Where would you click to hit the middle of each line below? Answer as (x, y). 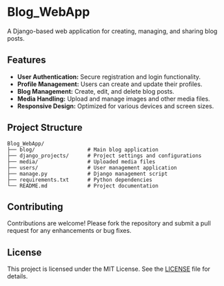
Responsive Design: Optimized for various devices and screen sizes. (115, 106)
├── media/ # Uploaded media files (81, 162)
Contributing (35, 206)
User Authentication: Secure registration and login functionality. (109, 76)
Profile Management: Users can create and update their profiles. (110, 84)
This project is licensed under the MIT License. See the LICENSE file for (109, 269)
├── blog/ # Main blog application (83, 150)
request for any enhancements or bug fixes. (70, 231)
